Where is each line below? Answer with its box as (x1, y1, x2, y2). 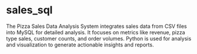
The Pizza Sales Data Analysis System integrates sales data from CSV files (6, 23, 187, 30)
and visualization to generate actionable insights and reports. (6, 41, 154, 48)
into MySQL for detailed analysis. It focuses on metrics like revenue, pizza (6, 28, 185, 35)
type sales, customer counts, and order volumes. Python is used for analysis (6, 35, 192, 42)
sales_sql (6, 3, 53, 17)
